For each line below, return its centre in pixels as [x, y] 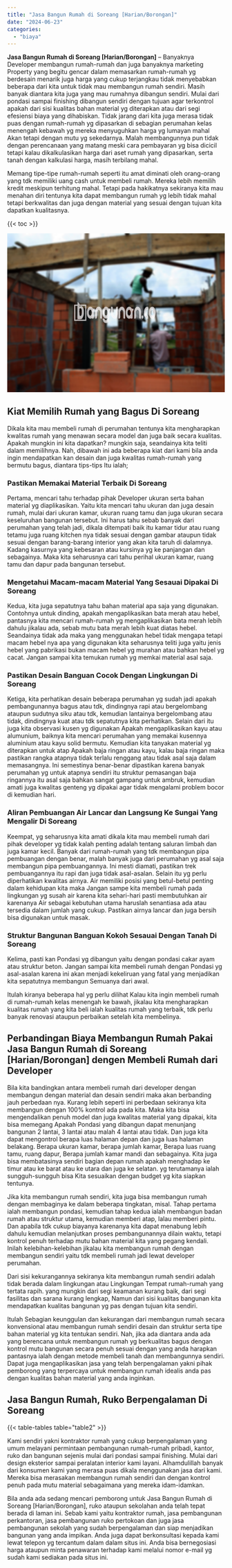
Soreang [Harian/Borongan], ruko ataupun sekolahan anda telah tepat [106, 1506]
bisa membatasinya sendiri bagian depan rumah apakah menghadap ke [109, 1161]
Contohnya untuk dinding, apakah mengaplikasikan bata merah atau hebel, [114, 614]
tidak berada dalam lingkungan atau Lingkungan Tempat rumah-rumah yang [115, 1283]
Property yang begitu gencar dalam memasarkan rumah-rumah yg [101, 72]
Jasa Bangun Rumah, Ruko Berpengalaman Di [107, 1400]
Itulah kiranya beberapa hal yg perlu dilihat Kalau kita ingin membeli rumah [113, 995]
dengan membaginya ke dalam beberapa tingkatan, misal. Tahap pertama [112, 1204]
